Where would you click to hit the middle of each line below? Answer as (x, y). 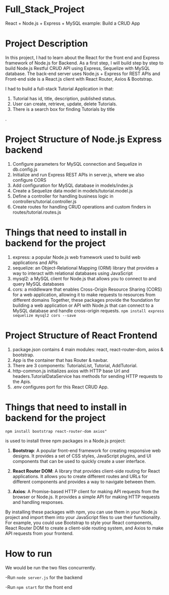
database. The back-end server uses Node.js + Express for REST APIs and (83, 74)
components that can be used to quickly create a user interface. (79, 461)
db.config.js (25, 169)
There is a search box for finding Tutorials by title (64, 109)
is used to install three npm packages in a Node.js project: (66, 441)
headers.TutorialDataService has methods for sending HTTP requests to (88, 376)
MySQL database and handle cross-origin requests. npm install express (88, 310)
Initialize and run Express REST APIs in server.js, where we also (78, 174)
